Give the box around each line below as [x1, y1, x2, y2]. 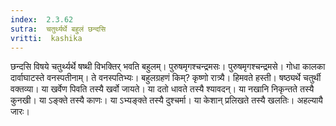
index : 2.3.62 [10, 14, 74, 25]
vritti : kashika [10, 33, 83, 43]
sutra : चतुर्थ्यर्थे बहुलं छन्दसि [10, 24, 107, 34]
